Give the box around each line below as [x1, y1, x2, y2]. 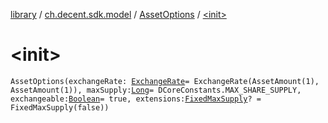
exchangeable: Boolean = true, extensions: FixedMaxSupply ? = [10, 94, 262, 104]
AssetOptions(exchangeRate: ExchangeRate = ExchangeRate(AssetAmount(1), [10, 76, 320, 86]
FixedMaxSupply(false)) [10, 102, 110, 113]
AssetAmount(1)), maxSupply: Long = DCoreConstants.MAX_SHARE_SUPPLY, [10, 85, 302, 95]
